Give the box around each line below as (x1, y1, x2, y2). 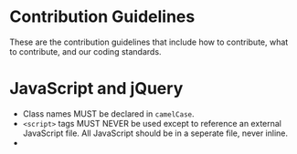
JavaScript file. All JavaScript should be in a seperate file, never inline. (22, 128, 289, 139)
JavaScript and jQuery (9, 78, 184, 99)
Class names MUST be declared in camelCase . (22, 108, 195, 119)
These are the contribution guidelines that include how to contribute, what (9, 36, 289, 47)
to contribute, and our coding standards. (9, 46, 162, 56)
